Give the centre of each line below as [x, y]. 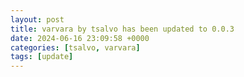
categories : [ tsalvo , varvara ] [75, 47]
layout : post [37, 19]
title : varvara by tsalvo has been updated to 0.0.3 [122, 29]
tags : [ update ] [42, 57]
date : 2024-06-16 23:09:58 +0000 [80, 38]
